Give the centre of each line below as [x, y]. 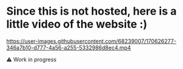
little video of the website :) [77, 24]
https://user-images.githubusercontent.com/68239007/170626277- [91, 41]
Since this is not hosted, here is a [91, 11]
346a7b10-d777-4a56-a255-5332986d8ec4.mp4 [69, 48]
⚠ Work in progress [31, 59]
